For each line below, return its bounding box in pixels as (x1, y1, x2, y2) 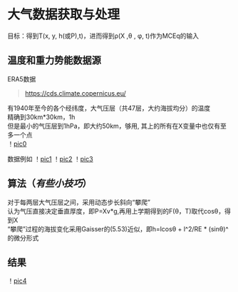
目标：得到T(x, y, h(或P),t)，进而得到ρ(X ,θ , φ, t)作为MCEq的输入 (7, 31, 200, 40)
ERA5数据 (7, 74, 36, 83)
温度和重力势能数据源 (7, 54, 101, 66)
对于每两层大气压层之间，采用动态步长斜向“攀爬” (7, 198, 151, 206)
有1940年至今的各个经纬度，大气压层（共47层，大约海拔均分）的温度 (7, 104, 211, 112)
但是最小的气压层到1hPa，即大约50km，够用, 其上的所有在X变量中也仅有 (7, 121, 221, 130)
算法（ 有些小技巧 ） (7, 178, 92, 190)
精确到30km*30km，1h (7, 112, 76, 121)
